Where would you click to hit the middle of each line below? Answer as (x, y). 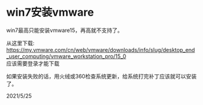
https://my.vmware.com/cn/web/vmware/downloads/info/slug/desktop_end (101, 49)
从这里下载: (21, 43)
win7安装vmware (50, 12)
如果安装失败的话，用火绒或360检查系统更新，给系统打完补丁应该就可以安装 (101, 76)
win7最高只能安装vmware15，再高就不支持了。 (65, 30)
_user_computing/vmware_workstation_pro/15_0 (66, 56)
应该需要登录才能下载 (33, 63)
